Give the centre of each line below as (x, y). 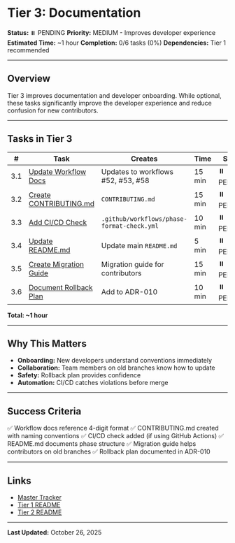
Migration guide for (133, 265)
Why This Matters (47, 343)
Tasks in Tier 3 (40, 139)
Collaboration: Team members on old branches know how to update (116, 368)
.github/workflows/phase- (144, 219)
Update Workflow (58, 172)
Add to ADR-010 (129, 292)
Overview (29, 79)
